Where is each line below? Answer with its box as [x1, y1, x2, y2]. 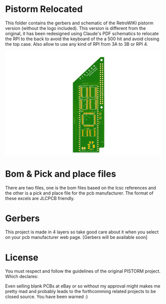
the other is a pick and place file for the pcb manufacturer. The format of [5, 190, 154, 196]
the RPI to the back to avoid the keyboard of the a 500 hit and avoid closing [5, 36, 160, 42]
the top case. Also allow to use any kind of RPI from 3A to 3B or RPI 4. [5, 41, 148, 47]
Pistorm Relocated [5, 3, 83, 15]
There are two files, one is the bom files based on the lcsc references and [5, 185, 157, 191]
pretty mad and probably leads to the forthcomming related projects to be [5, 289, 156, 295]
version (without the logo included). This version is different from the [5, 25, 146, 31]
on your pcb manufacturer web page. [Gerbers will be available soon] [5, 234, 148, 240]
